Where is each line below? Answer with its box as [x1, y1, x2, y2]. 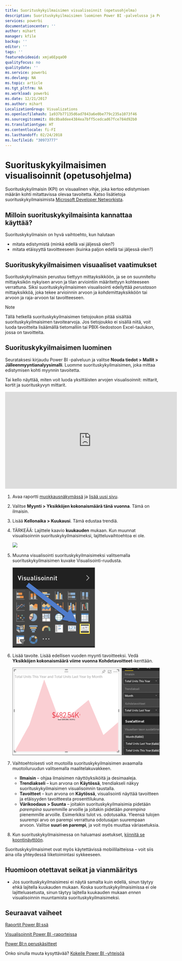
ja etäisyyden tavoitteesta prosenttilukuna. [19, 796, 105, 802]
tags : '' [5, 49, 23, 54]
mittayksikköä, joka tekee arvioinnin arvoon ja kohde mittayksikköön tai [5, 289, 148, 295]
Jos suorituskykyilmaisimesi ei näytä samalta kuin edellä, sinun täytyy [12, 879, 154, 885]
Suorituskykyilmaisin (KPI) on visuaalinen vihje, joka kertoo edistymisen [5, 186, 150, 192]
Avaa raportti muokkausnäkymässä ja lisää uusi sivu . [12, 494, 119, 499]
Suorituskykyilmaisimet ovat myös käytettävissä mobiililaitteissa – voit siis [5, 846, 154, 852]
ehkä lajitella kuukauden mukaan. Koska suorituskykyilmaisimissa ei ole [12, 884, 157, 890]
